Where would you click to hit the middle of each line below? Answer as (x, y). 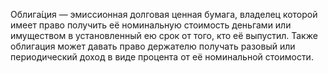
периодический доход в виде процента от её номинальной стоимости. (162, 57)
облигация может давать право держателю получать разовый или (153, 46)
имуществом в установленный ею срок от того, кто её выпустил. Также (164, 35)
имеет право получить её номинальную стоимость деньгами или (151, 25)
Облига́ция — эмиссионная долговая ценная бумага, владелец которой (164, 14)
